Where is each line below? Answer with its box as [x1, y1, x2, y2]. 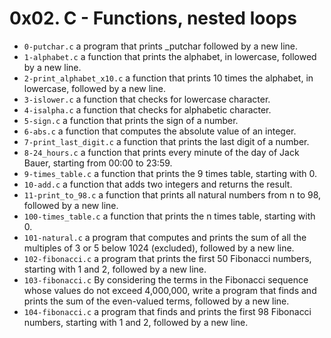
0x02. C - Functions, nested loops [9, 7, 297, 30]
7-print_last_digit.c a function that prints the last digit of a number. [23, 135, 310, 147]
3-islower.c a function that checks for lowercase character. [23, 93, 271, 105]
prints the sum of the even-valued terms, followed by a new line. [23, 295, 290, 307]
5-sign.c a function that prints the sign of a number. [23, 114, 239, 126]
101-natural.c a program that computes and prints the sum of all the [23, 231, 307, 243]
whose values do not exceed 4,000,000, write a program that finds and [23, 284, 317, 296]
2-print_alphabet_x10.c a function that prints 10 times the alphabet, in [23, 72, 314, 84]
